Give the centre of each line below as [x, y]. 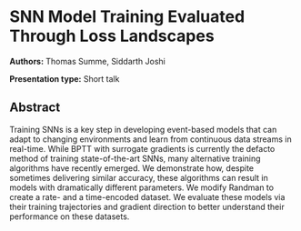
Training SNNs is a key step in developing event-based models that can [143, 129]
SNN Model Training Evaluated [127, 17]
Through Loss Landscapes [112, 36]
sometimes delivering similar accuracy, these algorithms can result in [139, 177]
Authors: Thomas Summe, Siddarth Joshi [87, 61]
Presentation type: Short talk [65, 78]
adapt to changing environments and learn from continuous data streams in [151, 139]
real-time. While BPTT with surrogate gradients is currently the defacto [142, 148]
